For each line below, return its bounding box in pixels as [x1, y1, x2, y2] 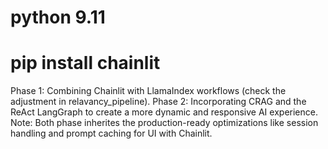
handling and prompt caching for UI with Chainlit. [10, 127, 213, 140]
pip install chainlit [10, 52, 161, 75]
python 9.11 [10, 6, 106, 29]
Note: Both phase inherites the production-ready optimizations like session [10, 117, 319, 129]
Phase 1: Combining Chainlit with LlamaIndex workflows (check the [10, 85, 287, 97]
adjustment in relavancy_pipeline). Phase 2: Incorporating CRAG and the [10, 96, 307, 108]
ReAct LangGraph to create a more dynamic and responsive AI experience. [10, 106, 318, 118]
